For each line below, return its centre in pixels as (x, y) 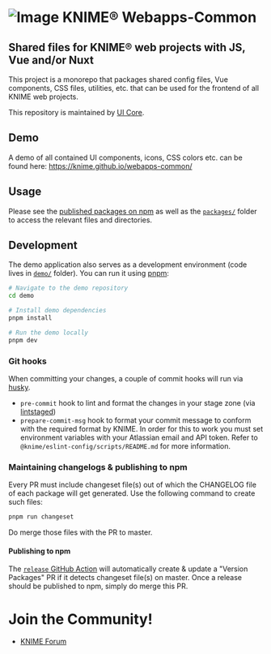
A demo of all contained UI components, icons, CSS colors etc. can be (125, 157)
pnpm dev (23, 340)
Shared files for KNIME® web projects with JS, (127, 47)
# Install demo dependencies (57, 311)
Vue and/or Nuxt (51, 60)
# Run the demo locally (49, 333)
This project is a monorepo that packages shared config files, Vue (119, 80)
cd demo (21, 296)
